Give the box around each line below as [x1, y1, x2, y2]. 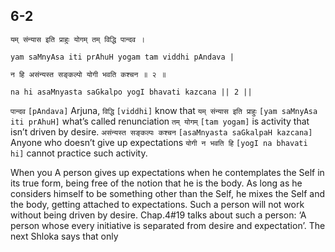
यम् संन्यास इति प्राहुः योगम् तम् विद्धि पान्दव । [10, 34, 146, 44]
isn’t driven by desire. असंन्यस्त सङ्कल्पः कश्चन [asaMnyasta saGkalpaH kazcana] [10, 125, 313, 138]
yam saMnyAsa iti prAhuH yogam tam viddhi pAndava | [10, 52, 235, 62]
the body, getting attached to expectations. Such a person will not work [10, 198, 305, 210]
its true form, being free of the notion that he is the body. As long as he [10, 177, 303, 189]
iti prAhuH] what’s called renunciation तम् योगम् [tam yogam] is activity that [10, 115, 310, 127]
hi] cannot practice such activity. [10, 147, 148, 159]
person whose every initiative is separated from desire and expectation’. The [10, 219, 326, 231]
